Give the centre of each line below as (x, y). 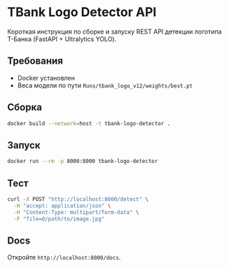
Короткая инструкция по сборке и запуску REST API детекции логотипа (114, 31)
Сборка (25, 107)
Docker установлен (46, 78)
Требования (35, 61)
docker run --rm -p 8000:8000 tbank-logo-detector (83, 162)
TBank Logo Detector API (82, 12)
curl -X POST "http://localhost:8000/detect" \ (78, 199)
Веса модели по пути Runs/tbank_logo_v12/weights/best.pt (105, 85)
